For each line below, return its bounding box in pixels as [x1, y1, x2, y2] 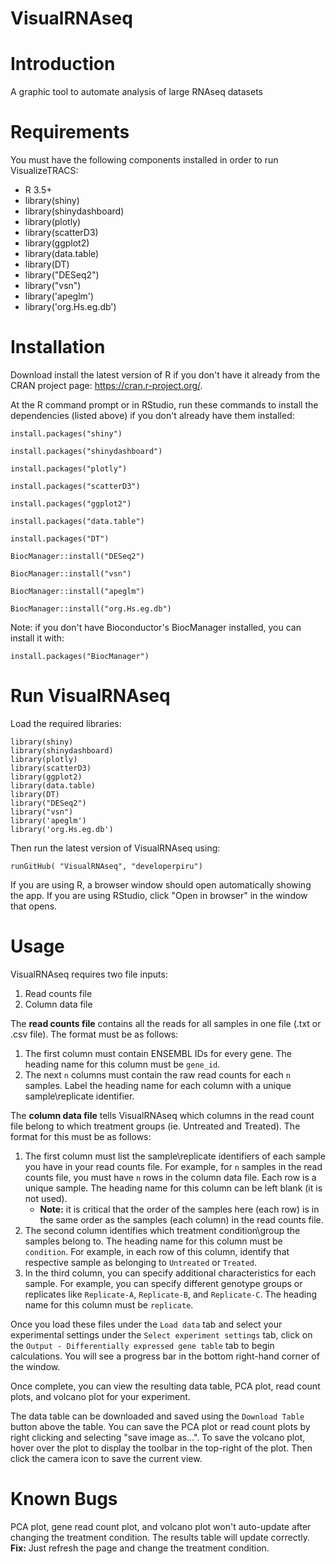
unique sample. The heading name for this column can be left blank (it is [24, 1182, 323, 1194]
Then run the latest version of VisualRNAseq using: [10, 842, 221, 854]
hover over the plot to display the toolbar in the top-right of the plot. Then [10, 1442, 313, 1454]
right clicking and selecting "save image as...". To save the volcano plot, [10, 1431, 306, 1443]
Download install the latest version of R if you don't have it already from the [10, 369, 321, 381]
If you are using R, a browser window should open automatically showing [10, 878, 312, 891]
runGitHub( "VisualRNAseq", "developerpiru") [10, 861, 203, 871]
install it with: [10, 632, 65, 644]
